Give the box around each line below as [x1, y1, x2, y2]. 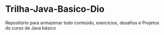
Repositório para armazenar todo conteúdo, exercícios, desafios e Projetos [5, 20, 159, 26]
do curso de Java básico [5, 25, 56, 31]
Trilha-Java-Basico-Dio [5, 3, 105, 15]
